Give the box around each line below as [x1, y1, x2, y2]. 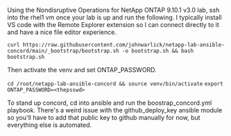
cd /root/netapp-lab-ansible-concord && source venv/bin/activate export [7, 80, 223, 87]
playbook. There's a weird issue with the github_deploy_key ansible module [7, 106, 223, 114]
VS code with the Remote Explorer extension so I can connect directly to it [7, 21, 220, 28]
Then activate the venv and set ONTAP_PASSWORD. [7, 66, 157, 74]
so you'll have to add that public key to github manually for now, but [7, 114, 200, 121]
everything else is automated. [7, 121, 92, 129]
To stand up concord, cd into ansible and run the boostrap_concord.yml [7, 99, 212, 107]
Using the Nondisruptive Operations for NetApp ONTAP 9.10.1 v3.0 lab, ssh [7, 6, 220, 14]
